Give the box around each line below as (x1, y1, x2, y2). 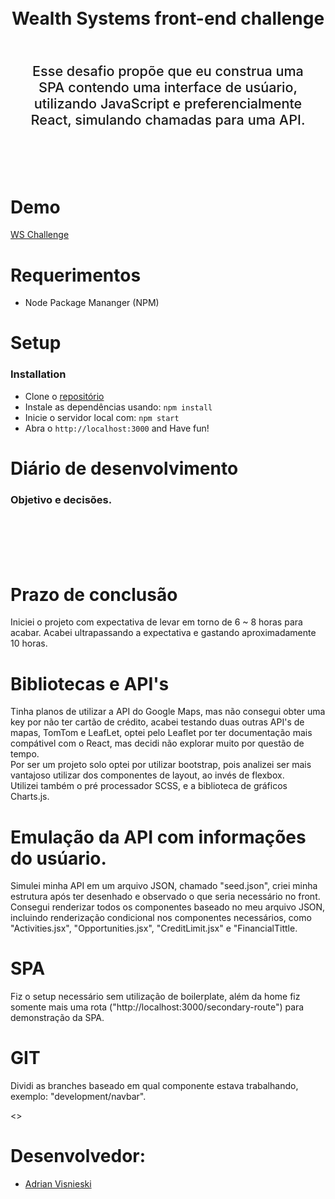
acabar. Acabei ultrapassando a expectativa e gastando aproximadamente (10, 627, 317, 639)
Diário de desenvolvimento (10, 457, 239, 480)
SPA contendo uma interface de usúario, (38, 78, 298, 96)
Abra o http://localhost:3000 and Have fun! (24, 422, 210, 434)
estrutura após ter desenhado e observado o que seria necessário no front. (10, 891, 321, 903)
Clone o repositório (24, 390, 105, 402)
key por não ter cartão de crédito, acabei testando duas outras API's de (10, 716, 305, 728)
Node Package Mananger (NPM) (24, 297, 160, 309)
